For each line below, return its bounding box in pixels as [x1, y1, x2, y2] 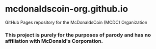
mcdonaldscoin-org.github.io [5, 3, 129, 15]
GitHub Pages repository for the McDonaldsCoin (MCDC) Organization [5, 19, 148, 25]
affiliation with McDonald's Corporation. [5, 37, 103, 44]
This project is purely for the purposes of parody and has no [5, 32, 151, 38]
